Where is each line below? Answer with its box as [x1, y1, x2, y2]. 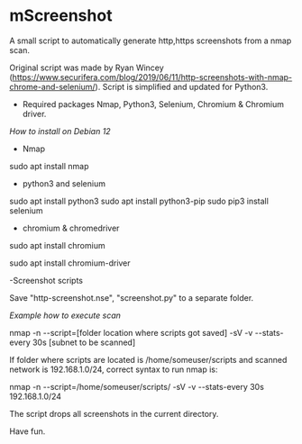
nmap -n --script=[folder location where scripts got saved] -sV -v [9, 327, 253, 338]
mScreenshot [9, 5, 113, 26]
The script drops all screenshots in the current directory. [9, 408, 219, 419]
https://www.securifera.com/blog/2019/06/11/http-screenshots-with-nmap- [12, 71, 293, 82]
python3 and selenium [22, 177, 106, 189]
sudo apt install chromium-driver [9, 258, 131, 268]
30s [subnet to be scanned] [32, 337, 136, 348]
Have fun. [9, 425, 46, 437]
